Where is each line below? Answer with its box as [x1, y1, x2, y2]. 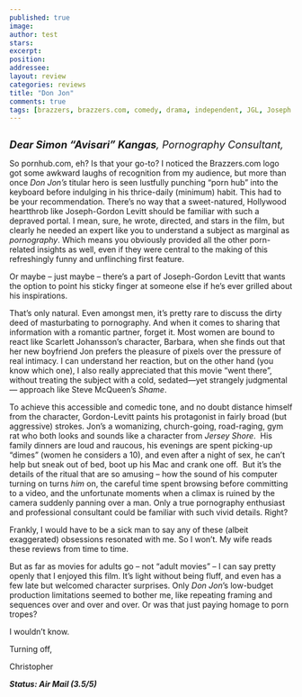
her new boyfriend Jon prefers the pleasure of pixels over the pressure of [9, 346, 281, 357]
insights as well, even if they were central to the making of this [37, 244, 268, 255]
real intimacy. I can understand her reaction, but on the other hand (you [9, 356, 274, 367]
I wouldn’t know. [9, 627, 70, 638]
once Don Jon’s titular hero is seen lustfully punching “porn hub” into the [9, 177, 279, 188]
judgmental [245, 375, 288, 385]
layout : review [9, 72, 67, 81]
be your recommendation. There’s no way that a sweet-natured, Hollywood [9, 196, 288, 207]
